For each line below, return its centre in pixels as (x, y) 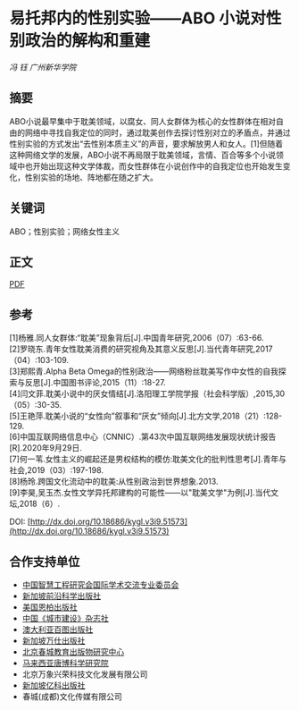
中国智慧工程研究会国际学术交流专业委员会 (100, 585)
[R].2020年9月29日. (46, 448)
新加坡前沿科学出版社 (61, 596)
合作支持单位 (45, 561)
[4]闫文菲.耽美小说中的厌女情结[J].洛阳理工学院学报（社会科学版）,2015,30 (147, 393)
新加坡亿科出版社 (54, 685)
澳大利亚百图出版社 (58, 630)
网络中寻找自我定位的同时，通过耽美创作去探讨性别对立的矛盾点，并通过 (158, 132)
